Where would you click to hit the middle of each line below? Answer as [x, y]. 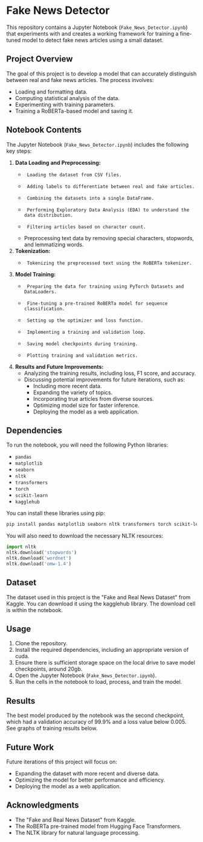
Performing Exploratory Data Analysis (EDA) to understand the [108, 210]
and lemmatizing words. [54, 244]
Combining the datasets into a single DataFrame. [91, 198]
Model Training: [35, 274]
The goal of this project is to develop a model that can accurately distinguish [101, 74]
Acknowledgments [43, 805]
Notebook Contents [44, 130]
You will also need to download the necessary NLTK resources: [85, 536]
